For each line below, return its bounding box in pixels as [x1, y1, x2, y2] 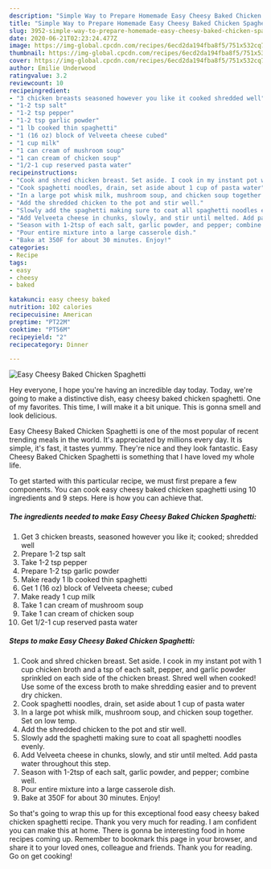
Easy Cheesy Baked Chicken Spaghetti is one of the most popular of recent [9, 426, 259, 436]
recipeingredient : [9, 86, 71, 95]
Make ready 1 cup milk [20, 592, 96, 602]
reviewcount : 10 [9, 79, 64, 87]
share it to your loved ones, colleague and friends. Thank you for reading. [9, 842, 253, 853]
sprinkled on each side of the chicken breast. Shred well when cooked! [20, 673, 257, 683]
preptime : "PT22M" [9, 318, 71, 326]
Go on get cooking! [9, 851, 73, 861]
